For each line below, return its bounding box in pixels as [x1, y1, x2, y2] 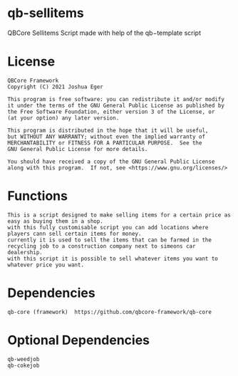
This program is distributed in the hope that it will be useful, [7, 127, 209, 134]
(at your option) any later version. [7, 114, 120, 122]
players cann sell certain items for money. [7, 230, 142, 237]
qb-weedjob [7, 355, 40, 362]
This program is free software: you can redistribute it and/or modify [7, 95, 224, 103]
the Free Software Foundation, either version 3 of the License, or [7, 108, 215, 115]
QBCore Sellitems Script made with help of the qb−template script [7, 28, 202, 37]
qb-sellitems [7, 5, 84, 21]
